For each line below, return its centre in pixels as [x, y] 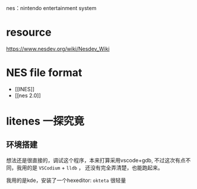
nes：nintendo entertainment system [51, 8]
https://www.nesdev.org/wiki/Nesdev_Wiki [58, 49]
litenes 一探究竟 [45, 121]
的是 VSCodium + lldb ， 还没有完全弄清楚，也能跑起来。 [95, 168]
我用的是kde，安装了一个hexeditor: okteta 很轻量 [66, 180]
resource [29, 32]
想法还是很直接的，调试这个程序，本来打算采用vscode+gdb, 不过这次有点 [96, 160]
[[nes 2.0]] [28, 95]
